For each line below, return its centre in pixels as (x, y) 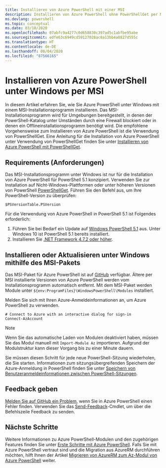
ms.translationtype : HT (30, 42)
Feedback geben (31, 389)
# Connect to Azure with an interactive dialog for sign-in (68, 314)
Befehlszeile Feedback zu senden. (40, 411)
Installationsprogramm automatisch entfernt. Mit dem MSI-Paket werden (79, 285)
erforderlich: (18, 219)
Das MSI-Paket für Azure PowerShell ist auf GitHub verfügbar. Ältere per (79, 274)
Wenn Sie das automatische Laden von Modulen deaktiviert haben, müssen (82, 337)
